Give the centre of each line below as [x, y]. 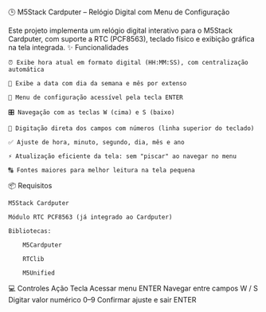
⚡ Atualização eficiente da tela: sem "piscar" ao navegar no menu [123, 156]
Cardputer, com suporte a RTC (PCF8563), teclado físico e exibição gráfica [131, 39]
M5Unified [39, 273]
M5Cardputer [42, 245]
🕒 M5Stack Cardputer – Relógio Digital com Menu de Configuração [119, 12]
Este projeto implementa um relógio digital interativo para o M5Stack [121, 30]
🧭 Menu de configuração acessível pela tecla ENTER [96, 97]
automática [26, 69]
